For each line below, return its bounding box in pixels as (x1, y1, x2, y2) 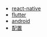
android (11, 18, 30, 24)
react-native (11, 5, 41, 12)
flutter (11, 11, 27, 18)
